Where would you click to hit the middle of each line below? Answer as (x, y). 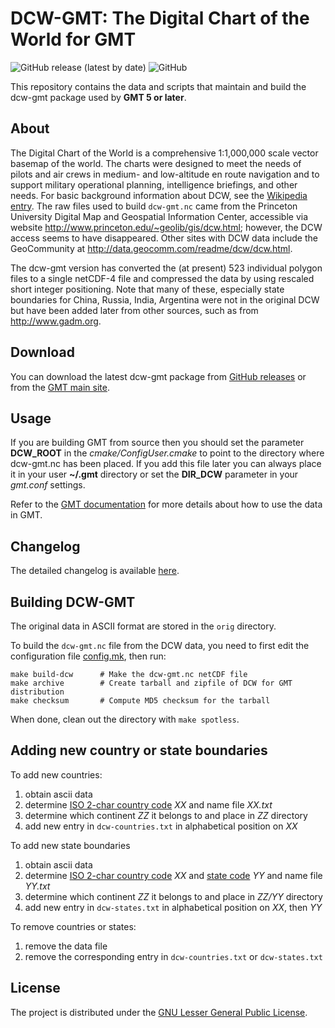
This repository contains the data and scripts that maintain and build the (158, 86)
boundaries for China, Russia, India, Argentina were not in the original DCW (165, 299)
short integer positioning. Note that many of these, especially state (147, 289)
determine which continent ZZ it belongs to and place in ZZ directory (166, 815)
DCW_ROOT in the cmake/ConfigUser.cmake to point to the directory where (167, 453)
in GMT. (26, 515)
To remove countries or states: (73, 926)
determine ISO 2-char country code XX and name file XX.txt (148, 804)
